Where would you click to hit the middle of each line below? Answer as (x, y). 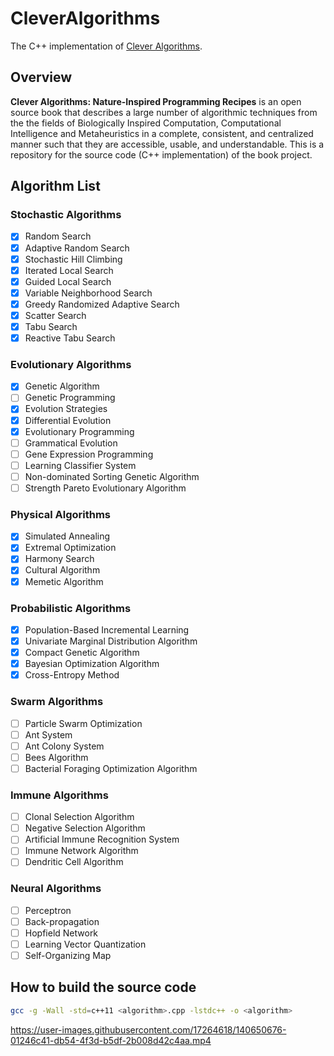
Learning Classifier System (80, 465)
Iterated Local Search (69, 270)
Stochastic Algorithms (66, 215)
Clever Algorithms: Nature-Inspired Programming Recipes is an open (156, 101)
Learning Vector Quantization (85, 944)
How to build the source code (103, 987)
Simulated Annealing (67, 536)
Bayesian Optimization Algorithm (92, 664)
